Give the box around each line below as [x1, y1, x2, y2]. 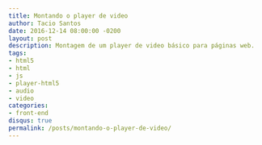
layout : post [8, 34, 53, 43]
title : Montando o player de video [8, 11, 129, 20]
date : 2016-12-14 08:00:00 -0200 [8, 27, 121, 35]
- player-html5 [8, 79, 60, 87]
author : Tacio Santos [8, 19, 82, 27]
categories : [8, 101, 49, 110]
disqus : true [8, 117, 53, 125]
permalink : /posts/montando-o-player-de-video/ [8, 124, 172, 132]
